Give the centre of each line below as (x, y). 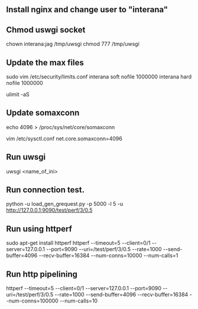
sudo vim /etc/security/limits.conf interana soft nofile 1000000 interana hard (99, 77)
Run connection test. (45, 190)
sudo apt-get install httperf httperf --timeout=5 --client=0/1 (78, 243)
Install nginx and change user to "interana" (87, 10)
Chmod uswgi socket (46, 30)
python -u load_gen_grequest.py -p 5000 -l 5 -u (64, 204)
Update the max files (45, 62)
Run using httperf (39, 229)
